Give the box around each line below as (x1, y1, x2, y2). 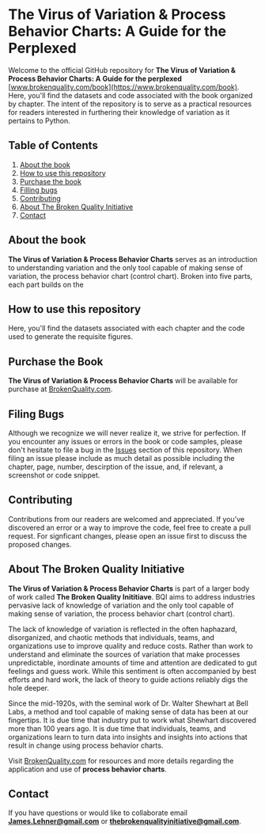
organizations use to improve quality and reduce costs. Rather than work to (8, 641, 253, 650)
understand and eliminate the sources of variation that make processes (8, 649, 240, 659)
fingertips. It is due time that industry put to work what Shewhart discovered (8, 715, 257, 725)
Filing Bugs (8, 407, 65, 421)
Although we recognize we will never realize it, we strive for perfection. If (8, 428, 247, 437)
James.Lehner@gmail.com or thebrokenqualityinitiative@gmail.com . (8, 817, 241, 826)
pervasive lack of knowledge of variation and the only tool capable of (8, 600, 234, 610)
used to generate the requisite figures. (8, 332, 133, 341)
